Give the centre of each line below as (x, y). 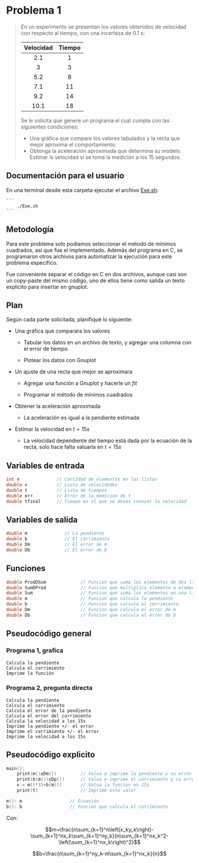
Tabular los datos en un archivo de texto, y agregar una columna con (107, 343)
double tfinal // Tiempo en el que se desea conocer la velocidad (96, 501)
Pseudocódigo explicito (51, 755)
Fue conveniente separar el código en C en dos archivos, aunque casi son (97, 274)
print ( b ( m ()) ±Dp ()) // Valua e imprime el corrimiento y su (99, 779)
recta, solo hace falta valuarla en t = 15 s (72, 447)
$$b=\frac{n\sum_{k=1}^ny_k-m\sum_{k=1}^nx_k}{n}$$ (99, 854)
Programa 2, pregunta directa (49, 688)
